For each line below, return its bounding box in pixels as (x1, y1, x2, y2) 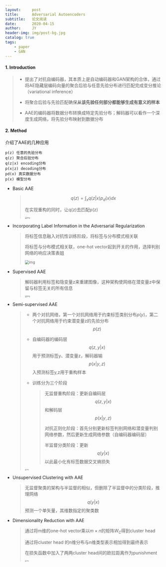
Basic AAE (12, 185, 34, 191)
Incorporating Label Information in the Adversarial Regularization (12, 223, 145, 229)
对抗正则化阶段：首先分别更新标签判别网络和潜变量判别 (44, 425, 158, 431)
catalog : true (5, 35, 35, 40)
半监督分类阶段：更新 (44, 442, 88, 448)
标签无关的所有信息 (33, 285, 73, 291)
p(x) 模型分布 (5, 176, 31, 182)
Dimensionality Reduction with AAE (12, 518, 84, 524)
